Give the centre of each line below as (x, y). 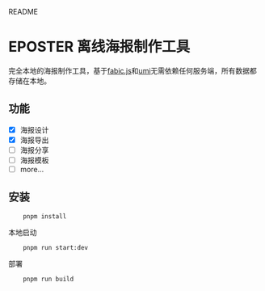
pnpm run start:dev (56, 247)
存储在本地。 (29, 81)
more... (32, 169)
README (23, 12)
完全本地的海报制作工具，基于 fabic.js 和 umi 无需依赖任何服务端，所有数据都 (132, 70)
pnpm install (45, 216)
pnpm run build (48, 279)
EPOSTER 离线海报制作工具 (99, 47)
